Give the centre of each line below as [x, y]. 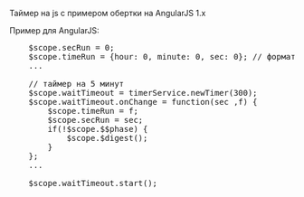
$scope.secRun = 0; [71, 47]
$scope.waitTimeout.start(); [93, 183]
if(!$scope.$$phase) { [98, 129]
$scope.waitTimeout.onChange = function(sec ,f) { [143, 102]
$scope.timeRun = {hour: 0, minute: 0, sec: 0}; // [145, 56]
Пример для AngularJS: [54, 30]
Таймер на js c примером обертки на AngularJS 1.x [108, 13]
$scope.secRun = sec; [95, 120]
